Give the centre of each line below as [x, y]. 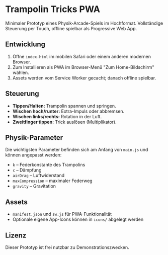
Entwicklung [25, 45]
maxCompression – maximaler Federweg [52, 181]
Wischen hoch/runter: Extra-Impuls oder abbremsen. [68, 111]
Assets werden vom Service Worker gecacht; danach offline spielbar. [84, 78]
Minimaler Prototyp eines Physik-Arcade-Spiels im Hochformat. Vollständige [84, 23]
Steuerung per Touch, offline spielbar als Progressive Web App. [71, 28]
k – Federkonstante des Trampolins [49, 165]
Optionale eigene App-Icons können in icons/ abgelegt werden [78, 219]
